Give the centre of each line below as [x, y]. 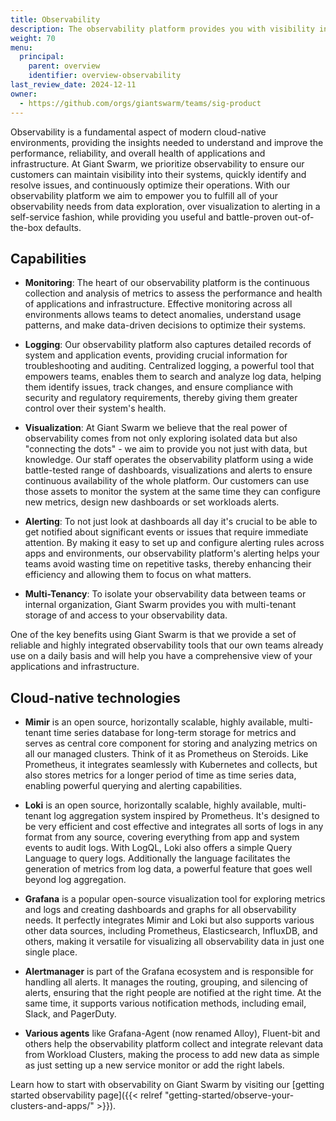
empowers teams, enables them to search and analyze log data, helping [173, 377]
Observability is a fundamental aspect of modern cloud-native [138, 132]
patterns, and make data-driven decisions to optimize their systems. [165, 325]
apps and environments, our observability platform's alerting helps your [172, 553]
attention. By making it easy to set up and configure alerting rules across [174, 543]
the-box [26, 227]
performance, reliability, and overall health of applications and [138, 153]
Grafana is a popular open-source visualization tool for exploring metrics [175, 899]
